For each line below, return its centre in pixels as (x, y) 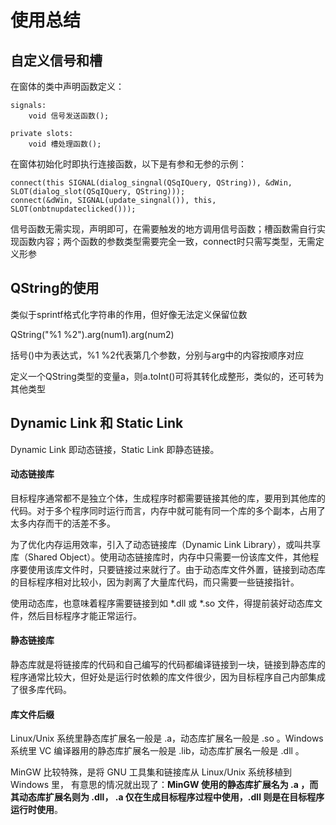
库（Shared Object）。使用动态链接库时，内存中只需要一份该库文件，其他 (160, 557)
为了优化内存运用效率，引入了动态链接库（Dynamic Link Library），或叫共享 (166, 544)
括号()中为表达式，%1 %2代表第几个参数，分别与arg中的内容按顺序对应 (157, 355)
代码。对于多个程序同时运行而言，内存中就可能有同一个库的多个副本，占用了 (168, 510)
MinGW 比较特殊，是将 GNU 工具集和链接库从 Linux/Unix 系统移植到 (151, 772)
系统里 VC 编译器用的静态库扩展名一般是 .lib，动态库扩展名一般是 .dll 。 (157, 751)
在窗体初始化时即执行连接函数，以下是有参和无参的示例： (128, 164)
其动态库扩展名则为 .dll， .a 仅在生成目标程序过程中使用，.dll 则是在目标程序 (167, 797)
